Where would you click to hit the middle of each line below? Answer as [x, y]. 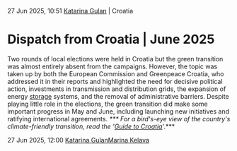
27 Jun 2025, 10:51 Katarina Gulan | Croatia [70, 11]
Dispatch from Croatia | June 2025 [111, 40]
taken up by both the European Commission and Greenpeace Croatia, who [116, 73]
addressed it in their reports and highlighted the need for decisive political [115, 81]
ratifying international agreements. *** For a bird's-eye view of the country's [119, 119]
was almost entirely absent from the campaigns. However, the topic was [112, 66]
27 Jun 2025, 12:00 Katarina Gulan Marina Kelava [79, 140]
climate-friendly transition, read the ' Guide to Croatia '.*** [91, 126]
